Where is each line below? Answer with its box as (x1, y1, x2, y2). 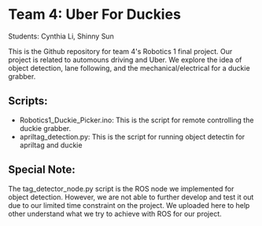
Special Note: (8, 163, 76, 177)
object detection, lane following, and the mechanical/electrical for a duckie (8, 63, 250, 72)
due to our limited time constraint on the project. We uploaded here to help (8, 200, 250, 210)
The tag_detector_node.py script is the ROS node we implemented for (8, 184, 234, 193)
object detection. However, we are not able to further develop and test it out (8, 192, 254, 202)
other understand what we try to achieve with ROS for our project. (8, 209, 222, 218)
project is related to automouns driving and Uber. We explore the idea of (8, 55, 242, 64)
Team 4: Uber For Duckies (8, 5, 181, 24)
